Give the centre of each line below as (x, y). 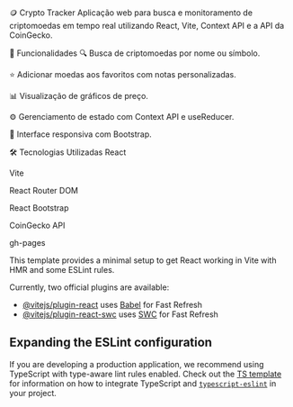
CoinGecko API (37, 225)
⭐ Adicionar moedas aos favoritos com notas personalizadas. (123, 74)
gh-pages (28, 243)
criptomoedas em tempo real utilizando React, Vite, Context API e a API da (147, 26)
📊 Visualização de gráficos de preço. (79, 96)
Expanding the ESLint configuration (111, 343)
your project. (33, 393)
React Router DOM (44, 190)
